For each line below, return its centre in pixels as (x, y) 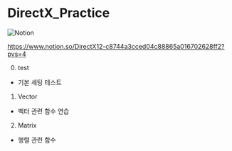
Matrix (27, 125)
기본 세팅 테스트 (39, 82)
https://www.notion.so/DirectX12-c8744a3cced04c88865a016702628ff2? (116, 46)
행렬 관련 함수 (37, 140)
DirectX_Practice (59, 13)
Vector (27, 96)
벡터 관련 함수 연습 (43, 111)
